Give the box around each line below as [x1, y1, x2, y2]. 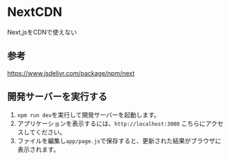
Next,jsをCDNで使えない [7, 28, 78, 36]
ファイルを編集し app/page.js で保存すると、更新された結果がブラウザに [17, 136, 222, 145]
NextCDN [7, 4, 62, 20]
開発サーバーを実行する [7, 91, 107, 103]
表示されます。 [17, 145, 60, 153]
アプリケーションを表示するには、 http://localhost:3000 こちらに [17, 119, 206, 127]
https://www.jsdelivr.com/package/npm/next [7, 69, 135, 77]
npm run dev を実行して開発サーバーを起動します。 [17, 110, 161, 118]
